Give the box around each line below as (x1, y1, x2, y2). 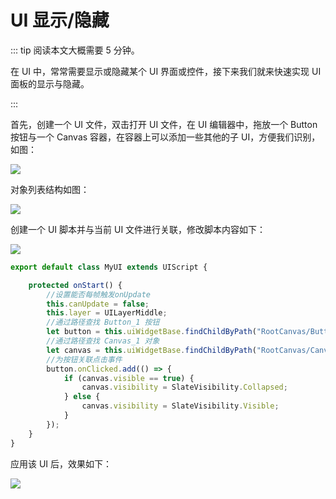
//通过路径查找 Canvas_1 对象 (46, 336, 160, 346)
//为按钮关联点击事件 (46, 354, 123, 365)
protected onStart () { (28, 280, 123, 290)
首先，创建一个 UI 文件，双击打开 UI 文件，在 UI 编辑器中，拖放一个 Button (10, 118, 318, 130)
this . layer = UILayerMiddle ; (46, 308, 168, 318)
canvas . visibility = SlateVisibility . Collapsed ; (81, 382, 288, 393)
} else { (63, 392, 101, 402)
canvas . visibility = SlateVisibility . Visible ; (81, 401, 280, 411)
